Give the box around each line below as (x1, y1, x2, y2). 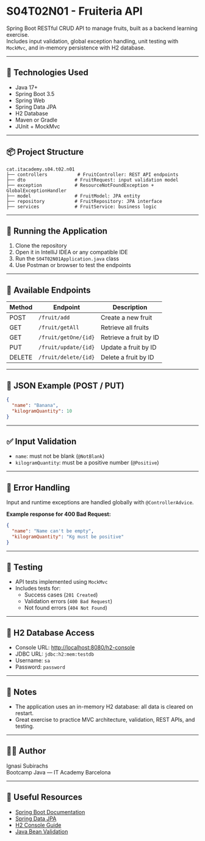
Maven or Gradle (15, 116, 58, 123)
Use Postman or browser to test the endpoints (15, 262, 131, 269)
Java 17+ (15, 84, 38, 91)
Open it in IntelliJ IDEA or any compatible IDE (15, 249, 128, 256)
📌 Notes (6, 686, 37, 697)
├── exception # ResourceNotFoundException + (6, 182, 154, 188)
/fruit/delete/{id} (38, 354, 95, 361)
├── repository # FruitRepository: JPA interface (6, 198, 163, 204)
